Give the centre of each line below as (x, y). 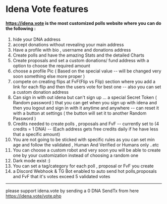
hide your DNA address (37, 39)
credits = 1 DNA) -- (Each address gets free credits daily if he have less (85, 129)
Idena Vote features (47, 9)
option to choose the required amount (52, 66)
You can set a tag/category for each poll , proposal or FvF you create (83, 166)
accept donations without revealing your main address (68, 45)
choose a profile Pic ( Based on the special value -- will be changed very (87, 71)
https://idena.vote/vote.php (33, 196)
